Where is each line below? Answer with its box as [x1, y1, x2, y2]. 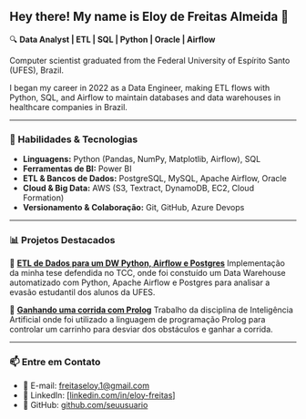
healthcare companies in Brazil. [9, 101, 127, 112]
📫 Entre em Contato [9, 356, 101, 369]
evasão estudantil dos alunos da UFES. [9, 287, 156, 298]
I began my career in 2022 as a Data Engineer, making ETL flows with [9, 82, 270, 93]
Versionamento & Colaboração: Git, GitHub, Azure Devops [22, 202, 245, 213]
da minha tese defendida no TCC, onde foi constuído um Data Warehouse [9, 268, 286, 279]
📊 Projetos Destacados [9, 234, 116, 247]
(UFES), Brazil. [9, 65, 65, 76]
